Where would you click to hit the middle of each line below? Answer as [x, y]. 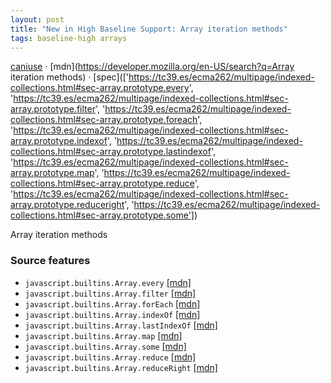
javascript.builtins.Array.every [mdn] [108, 282]
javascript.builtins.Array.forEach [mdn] [112, 303]
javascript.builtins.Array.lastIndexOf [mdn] [121, 325]
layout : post [37, 19]
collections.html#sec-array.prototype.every [100, 88]
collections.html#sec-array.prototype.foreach [104, 120]
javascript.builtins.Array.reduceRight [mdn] [121, 367]
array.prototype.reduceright [67, 205]
